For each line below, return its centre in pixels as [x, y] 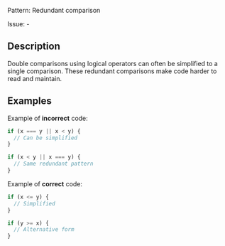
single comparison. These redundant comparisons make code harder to [112, 71]
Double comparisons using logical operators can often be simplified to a [112, 63]
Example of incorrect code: [48, 118]
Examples [29, 101]
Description [34, 47]
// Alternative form [44, 230]
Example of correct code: [45, 183]
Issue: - [18, 24]
